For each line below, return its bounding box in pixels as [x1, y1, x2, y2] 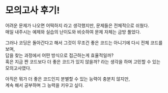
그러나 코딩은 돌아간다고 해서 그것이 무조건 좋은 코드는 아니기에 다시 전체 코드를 [5, 39, 163, 46]
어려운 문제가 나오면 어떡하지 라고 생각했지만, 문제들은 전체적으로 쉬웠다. [5, 22, 149, 28]
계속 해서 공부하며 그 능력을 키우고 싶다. [5, 82, 84, 88]
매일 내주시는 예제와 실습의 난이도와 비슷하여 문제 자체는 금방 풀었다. [5, 28, 141, 35]
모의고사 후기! [5, 5, 60, 16]
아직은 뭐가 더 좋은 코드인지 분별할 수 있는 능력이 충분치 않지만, [5, 76, 130, 82]
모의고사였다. [5, 65, 32, 71]
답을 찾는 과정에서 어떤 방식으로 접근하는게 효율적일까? [5, 52, 114, 58]
